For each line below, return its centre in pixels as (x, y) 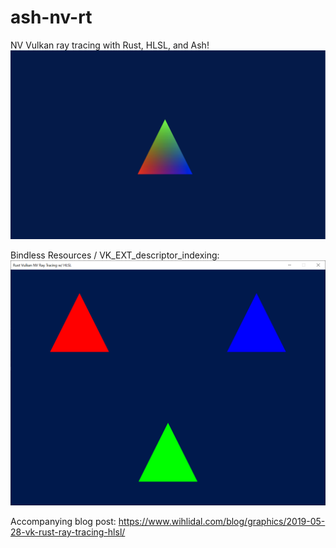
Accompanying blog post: (63, 521)
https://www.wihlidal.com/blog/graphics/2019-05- (222, 521)
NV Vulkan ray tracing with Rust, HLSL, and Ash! (110, 45)
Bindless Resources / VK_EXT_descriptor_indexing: (115, 255)
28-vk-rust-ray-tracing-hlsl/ (68, 532)
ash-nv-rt (51, 17)
